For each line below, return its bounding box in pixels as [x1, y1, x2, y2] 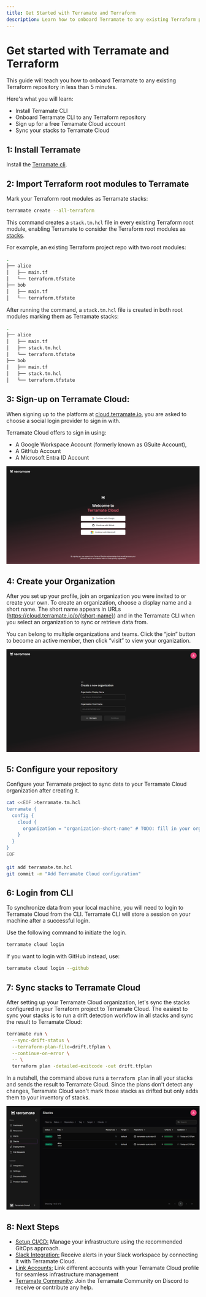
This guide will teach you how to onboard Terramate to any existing [6, 77, 177, 84]
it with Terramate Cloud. [15, 1258, 77, 1265]
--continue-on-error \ [12, 1050, 70, 1056]
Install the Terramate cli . [6, 161, 67, 168]
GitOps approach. [15, 1245, 60, 1252]
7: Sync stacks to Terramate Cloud [6, 982, 141, 993]
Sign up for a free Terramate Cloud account [15, 120, 126, 128]
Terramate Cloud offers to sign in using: [6, 428, 107, 436]
